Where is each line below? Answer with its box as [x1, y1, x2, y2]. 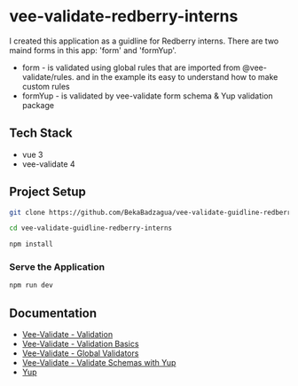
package [21, 99, 55, 110]
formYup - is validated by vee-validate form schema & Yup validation [21, 91, 273, 101]
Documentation [9, 305, 98, 320]
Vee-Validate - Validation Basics [21, 339, 139, 350]
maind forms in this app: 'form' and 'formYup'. [9, 44, 177, 55]
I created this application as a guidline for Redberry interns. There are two [9, 35, 279, 46]
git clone [9, 208, 46, 217]
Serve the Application [9, 261, 105, 273]
